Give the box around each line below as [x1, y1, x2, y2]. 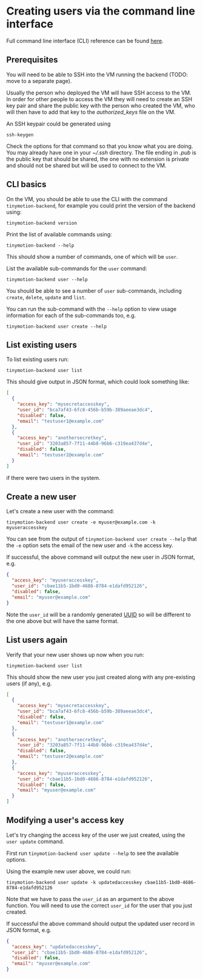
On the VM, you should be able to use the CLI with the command [6, 195, 168, 202]
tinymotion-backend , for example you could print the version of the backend [6, 202, 196, 209]
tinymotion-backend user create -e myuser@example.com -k [6, 519, 156, 525]
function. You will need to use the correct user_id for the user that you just [6, 902, 193, 909]
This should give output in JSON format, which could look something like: [6, 378, 190, 385]
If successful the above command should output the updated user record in [6, 920, 195, 927]
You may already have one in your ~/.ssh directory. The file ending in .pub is [6, 148, 197, 156]
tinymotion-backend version [6, 220, 78, 226]
